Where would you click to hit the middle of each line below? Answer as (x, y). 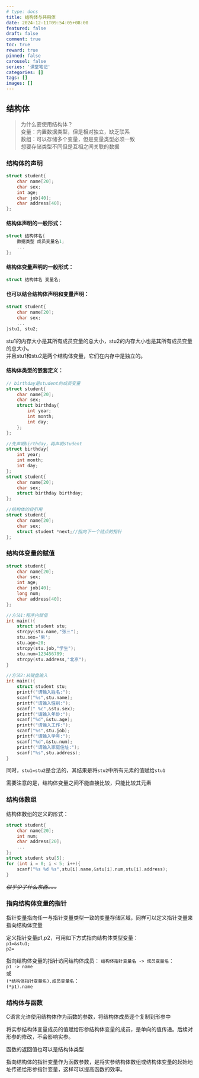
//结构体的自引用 (24, 510)
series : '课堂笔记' (28, 67)
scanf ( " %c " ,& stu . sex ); (46, 709)
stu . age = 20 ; (31, 643)
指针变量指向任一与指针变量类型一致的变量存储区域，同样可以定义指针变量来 (99, 917)
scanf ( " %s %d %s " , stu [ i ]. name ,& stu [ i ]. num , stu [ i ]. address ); (92, 869)
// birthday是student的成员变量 (44, 383)
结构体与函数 (25, 1003)
